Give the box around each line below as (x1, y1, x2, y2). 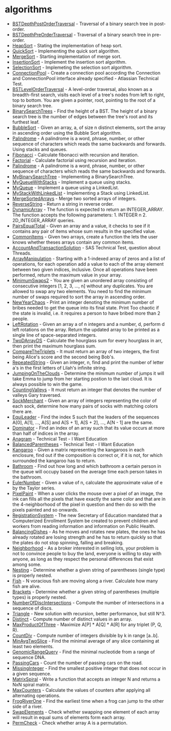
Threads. (12, 250, 32, 256)
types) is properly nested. (12, 594, 67, 600)
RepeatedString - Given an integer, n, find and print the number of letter (12, 359, 164, 365)
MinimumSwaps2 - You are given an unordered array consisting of (12, 277, 154, 283)
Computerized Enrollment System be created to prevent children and (12, 518, 158, 524)
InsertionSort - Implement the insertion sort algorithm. (12, 59, 127, 65)
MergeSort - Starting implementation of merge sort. (12, 53, 122, 60)
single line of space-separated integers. (12, 332, 97, 338)
